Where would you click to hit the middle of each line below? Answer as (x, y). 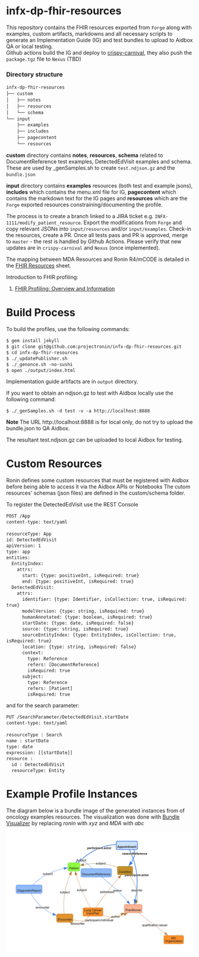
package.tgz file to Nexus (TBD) (44, 59)
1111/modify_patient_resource (44, 223)
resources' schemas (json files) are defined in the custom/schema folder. (96, 493)
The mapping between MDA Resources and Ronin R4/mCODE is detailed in (98, 259)
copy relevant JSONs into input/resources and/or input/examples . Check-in (99, 229)
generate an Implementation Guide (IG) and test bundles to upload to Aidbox (99, 40)
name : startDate (28, 741)
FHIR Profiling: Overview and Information (65, 288)
